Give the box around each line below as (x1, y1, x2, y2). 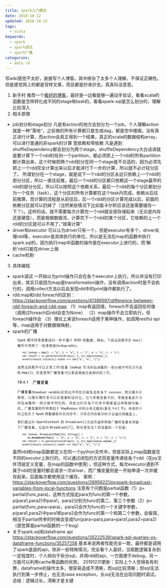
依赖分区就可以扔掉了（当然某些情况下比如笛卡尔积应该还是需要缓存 (12, 202, 152, 209)
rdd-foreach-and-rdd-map (12, 304, 67, 310)
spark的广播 (12, 329, 37, 335)
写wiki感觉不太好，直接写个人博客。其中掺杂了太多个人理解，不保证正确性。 (5, 75, 162, 82)
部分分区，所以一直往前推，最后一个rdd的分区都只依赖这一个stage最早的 (12, 177, 162, 184)
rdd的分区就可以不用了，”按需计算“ (12, 221, 83, 227)
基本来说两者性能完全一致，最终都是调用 (78, 540, 162, 546)
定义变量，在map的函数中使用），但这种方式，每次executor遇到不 (25, 461, 160, 467)
